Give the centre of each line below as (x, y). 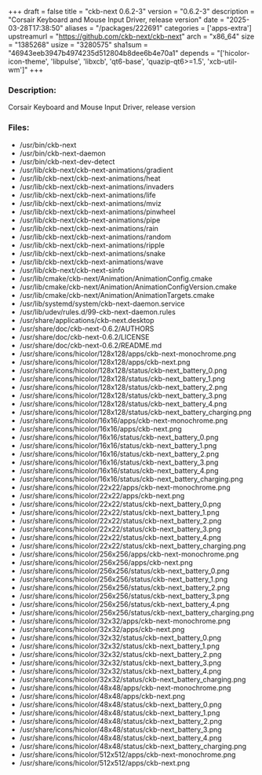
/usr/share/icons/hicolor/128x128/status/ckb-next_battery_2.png (123, 387)
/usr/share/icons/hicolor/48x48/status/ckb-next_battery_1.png (120, 713)
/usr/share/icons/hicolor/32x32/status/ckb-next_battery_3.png (120, 663)
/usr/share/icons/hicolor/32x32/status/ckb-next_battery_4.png (120, 670)
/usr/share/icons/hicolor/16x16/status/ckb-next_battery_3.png (119, 462)
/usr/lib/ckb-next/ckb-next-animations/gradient (96, 170)
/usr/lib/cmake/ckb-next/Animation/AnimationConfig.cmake (116, 278)
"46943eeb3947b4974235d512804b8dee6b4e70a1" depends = (112, 53)
